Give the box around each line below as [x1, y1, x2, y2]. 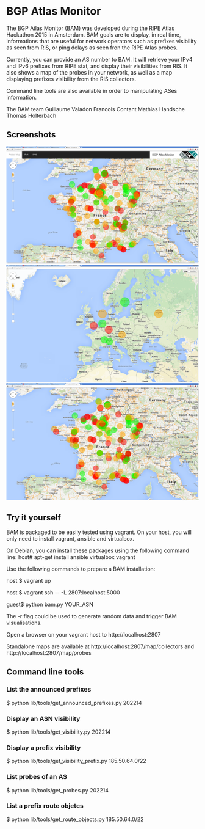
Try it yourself [6, 512, 61, 523]
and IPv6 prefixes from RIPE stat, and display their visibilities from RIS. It [6, 62, 188, 70]
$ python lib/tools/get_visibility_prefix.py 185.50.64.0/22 [6, 758, 146, 765]
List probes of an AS [6, 773, 68, 781]
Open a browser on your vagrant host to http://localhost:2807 [6, 630, 161, 638]
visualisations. [6, 619, 42, 626]
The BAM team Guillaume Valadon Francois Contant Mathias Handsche [6, 105, 185, 112]
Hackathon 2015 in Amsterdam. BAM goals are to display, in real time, [6, 31, 181, 38]
